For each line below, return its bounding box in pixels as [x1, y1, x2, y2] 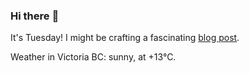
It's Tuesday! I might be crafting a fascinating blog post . [10, 32, 240, 44]
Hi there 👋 [10, 9, 60, 23]
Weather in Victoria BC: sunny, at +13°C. [10, 51, 177, 63]
